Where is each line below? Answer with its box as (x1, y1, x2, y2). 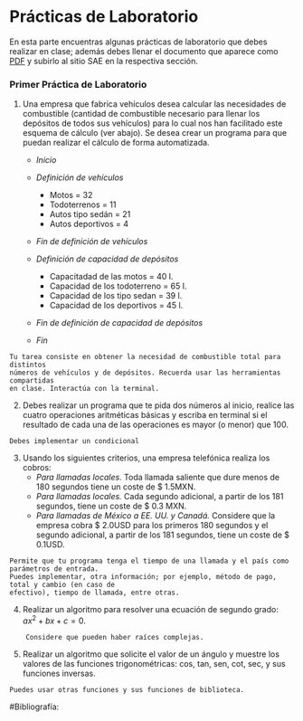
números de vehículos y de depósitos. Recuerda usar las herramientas (9, 368, 281, 377)
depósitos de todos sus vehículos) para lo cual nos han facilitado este (22, 118, 283, 128)
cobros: (22, 462, 52, 473)
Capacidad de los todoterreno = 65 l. (49, 280, 187, 291)
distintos (9, 360, 47, 370)
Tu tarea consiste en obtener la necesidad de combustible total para (9, 353, 281, 362)
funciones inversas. (22, 668, 97, 678)
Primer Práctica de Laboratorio (9, 78, 147, 90)
